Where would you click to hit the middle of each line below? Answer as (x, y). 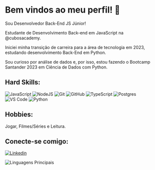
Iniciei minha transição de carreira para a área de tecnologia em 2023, (75, 47)
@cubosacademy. (23, 38)
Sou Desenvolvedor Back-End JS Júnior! (46, 23)
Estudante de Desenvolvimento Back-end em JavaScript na (64, 33)
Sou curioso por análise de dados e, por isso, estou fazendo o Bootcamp (78, 62)
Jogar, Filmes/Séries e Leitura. (36, 126)
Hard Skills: (23, 82)
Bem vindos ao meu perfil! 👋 (62, 10)
